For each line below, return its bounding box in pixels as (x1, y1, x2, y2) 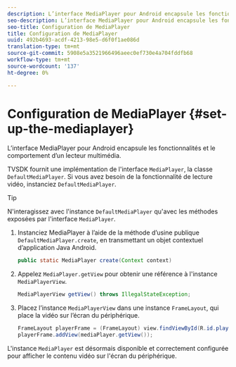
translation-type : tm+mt (7, 43, 80, 50)
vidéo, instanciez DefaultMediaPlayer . (7, 180, 117, 189)
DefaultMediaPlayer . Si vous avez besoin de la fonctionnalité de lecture (7, 173, 213, 181)
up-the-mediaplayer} (7, 120, 135, 137)
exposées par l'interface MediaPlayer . (7, 215, 116, 223)
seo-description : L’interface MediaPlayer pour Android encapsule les (7, 17, 218, 24)
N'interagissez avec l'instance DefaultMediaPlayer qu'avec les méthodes (7, 207, 218, 216)
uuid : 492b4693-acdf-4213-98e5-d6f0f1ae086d (7, 37, 140, 44)
